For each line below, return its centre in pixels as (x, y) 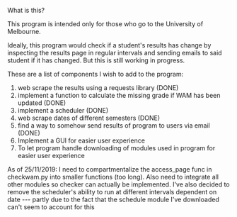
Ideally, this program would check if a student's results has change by (109, 45)
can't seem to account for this (51, 207)
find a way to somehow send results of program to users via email (114, 126)
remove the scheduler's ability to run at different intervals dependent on (112, 192)
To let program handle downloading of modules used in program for (116, 148)
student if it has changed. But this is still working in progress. (96, 60)
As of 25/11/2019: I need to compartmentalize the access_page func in (110, 169)
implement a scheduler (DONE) (63, 110)
